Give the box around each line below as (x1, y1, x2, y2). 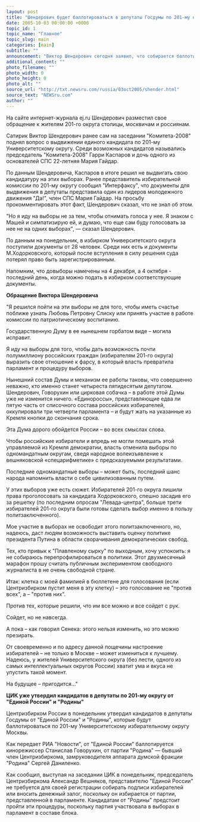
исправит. (6, 334, 32, 341)
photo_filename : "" (6, 64, 55, 71)
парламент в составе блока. (6, 809, 79, 816)
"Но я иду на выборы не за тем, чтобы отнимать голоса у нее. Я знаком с (6, 212, 193, 219)
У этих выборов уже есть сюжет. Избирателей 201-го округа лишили (6, 485, 183, 493)
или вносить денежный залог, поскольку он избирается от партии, (6, 790, 177, 797)
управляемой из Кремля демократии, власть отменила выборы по (6, 444, 177, 451)
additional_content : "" (6, 59, 65, 65)
